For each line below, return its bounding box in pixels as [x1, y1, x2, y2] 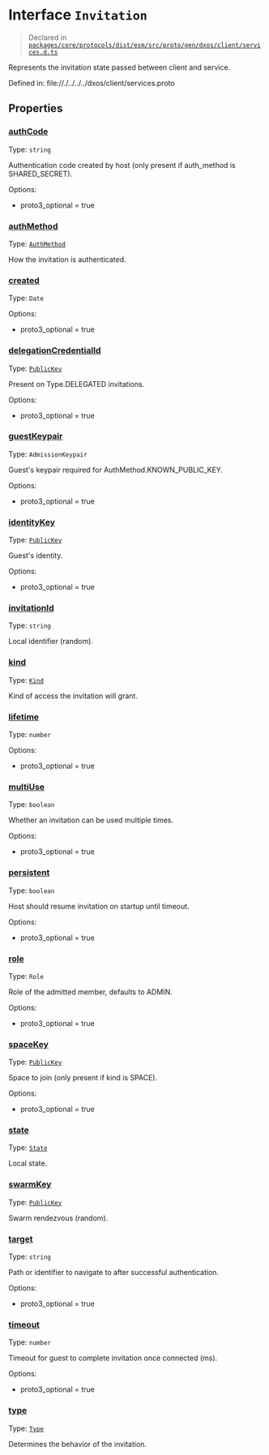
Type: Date [8, 294, 45, 303]
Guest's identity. [8, 551, 63, 560]
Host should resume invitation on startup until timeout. [8, 901, 190, 911]
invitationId [8, 603, 54, 614]
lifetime [8, 711, 39, 723]
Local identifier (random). [8, 637, 93, 646]
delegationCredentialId [8, 345, 101, 356]
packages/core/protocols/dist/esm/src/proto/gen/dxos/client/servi [28, 41, 261, 49]
